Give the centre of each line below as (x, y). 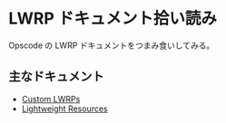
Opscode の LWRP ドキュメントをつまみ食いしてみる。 (112, 45)
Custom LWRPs (51, 99)
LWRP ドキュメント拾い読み (113, 19)
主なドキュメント (56, 76)
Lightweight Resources (64, 109)
